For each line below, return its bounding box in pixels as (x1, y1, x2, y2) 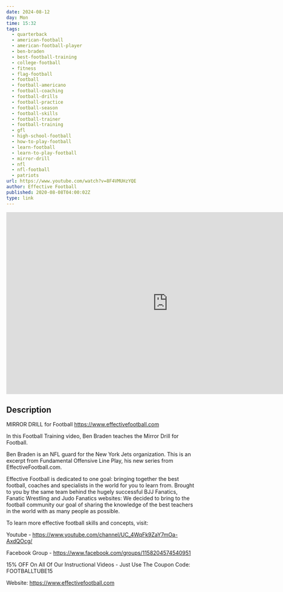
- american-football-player (11, 43, 83, 49)
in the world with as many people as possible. (6, 508, 120, 515)
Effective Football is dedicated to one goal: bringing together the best (6, 476, 180, 483)
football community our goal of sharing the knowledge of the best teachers (6, 501, 194, 508)
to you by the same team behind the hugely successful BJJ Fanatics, (6, 488, 178, 496)
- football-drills (11, 93, 59, 99)
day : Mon (6, 15, 28, 21)
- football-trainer (11, 116, 61, 122)
